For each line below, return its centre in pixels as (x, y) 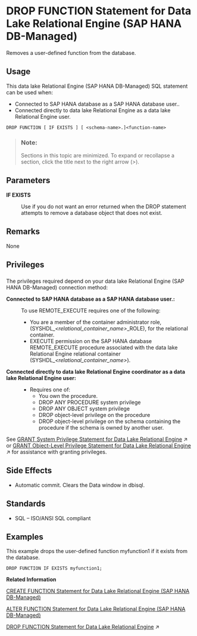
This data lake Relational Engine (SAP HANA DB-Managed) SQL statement (97, 86)
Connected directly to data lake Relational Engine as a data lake (93, 110)
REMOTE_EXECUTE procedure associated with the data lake (104, 347)
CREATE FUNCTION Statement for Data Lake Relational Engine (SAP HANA (98, 591)
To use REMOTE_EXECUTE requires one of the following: (91, 310)
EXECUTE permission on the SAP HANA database (91, 341)
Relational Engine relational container (75, 354)
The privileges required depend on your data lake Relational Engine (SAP (95, 281)
